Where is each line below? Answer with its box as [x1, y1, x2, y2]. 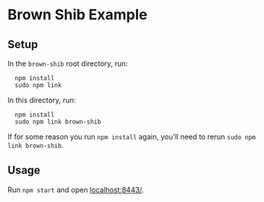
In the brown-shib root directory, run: [7, 59, 128, 68]
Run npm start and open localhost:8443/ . [7, 184, 144, 194]
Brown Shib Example [7, 6, 148, 24]
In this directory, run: [7, 95, 77, 105]
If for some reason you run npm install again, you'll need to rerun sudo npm [7, 132, 256, 141]
